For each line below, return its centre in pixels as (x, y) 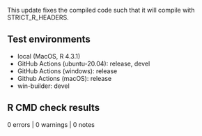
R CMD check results (54, 108)
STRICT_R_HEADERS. (38, 17)
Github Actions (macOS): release (64, 78)
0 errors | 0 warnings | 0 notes (51, 124)
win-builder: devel (43, 86)
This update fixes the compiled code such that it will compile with (101, 10)
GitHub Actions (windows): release (67, 71)
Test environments (49, 39)
